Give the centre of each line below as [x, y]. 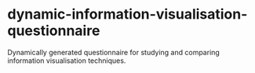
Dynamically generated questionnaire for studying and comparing [114, 52]
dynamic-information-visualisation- [127, 14]
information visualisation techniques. [67, 61]
